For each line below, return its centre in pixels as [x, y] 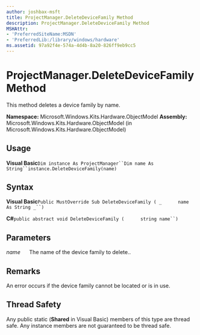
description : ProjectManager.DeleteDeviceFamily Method [78, 23]
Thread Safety [34, 305]
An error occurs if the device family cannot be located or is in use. [88, 286]
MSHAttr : [17, 29]
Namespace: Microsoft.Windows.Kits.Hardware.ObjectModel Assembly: [97, 116]
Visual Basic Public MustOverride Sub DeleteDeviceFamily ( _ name [98, 202]
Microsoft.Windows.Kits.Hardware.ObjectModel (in [69, 123]
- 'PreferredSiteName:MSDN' [42, 34]
